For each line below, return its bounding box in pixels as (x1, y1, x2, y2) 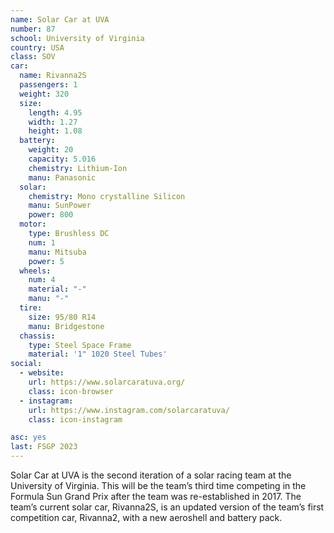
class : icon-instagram (28, 414, 123, 425)
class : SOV (10, 52, 56, 62)
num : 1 (28, 237, 56, 248)
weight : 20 (28, 145, 74, 155)
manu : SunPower (28, 201, 92, 211)
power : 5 (28, 256, 65, 266)
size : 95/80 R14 (28, 312, 97, 322)
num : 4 (28, 275, 56, 285)
